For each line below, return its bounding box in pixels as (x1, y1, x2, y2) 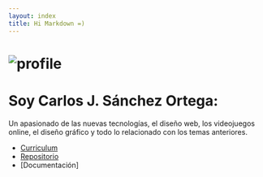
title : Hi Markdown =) (8, 19, 85, 28)
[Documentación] (19, 160, 80, 170)
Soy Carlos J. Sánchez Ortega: (8, 91, 219, 110)
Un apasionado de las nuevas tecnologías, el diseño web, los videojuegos (8, 119, 256, 128)
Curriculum (19, 143, 58, 153)
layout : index (8, 11, 57, 20)
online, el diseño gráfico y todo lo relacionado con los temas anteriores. (8, 127, 248, 136)
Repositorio (19, 151, 59, 161)
